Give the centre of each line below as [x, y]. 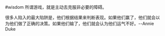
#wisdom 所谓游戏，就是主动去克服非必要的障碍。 [56, 7]
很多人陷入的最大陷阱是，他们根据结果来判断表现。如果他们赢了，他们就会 [80, 18]
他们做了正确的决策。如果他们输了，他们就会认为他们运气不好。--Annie [82, 24]
